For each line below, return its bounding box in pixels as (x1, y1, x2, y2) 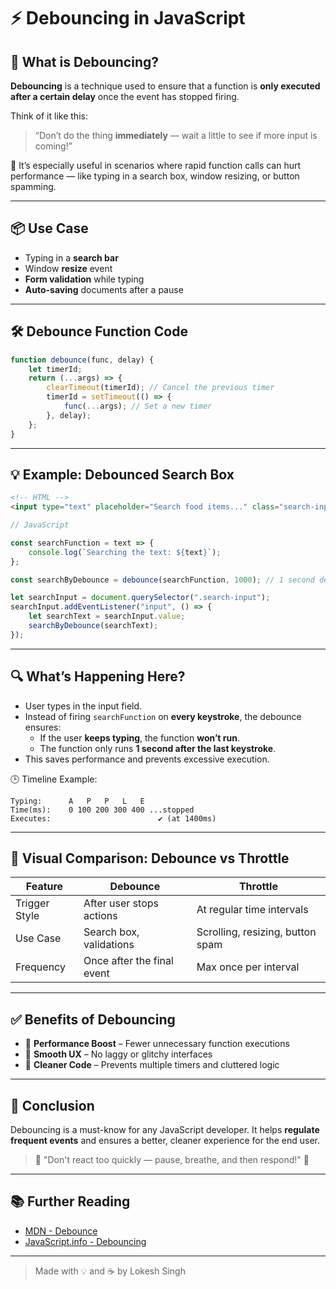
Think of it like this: (10, 110, 88, 122)
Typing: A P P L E (10, 796, 145, 806)
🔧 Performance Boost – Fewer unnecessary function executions (24, 1038, 290, 1050)
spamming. (10, 181, 57, 192)
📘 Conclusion (10, 1097, 95, 1114)
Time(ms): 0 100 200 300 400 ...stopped (10, 805, 195, 815)
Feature (25, 880, 64, 894)
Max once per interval (196, 960, 300, 974)
